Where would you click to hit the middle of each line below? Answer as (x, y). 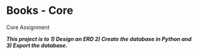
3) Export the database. (37, 45)
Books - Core (40, 11)
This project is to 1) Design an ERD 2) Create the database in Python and (99, 39)
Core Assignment (28, 27)
